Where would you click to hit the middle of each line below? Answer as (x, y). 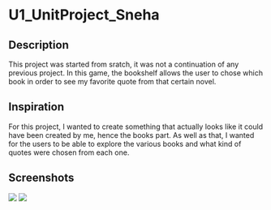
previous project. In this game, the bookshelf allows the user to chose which (136, 73)
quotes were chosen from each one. (69, 152)
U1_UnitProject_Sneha (84, 15)
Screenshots (41, 178)
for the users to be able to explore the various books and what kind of (125, 144)
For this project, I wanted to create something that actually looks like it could (136, 126)
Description (39, 45)
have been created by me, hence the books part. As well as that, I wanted (131, 135)
